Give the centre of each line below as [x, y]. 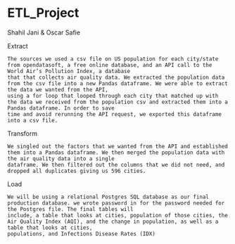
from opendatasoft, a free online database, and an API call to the [110, 65]
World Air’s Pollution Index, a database [69, 71]
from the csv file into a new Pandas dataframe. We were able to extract [118, 83]
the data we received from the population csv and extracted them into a [118, 102]
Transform [22, 133]
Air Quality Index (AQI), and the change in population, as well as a [113, 221]
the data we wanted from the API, [58, 89]
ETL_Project [43, 13]
